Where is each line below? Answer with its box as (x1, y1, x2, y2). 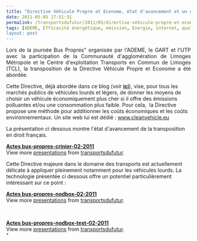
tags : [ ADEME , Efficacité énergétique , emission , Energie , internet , (6, 25, 180, 31)
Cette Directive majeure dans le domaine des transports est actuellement (6, 161, 183, 168)
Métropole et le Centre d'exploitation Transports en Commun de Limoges (6, 59, 191, 66)
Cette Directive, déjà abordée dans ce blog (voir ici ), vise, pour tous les (6, 83, 178, 90)
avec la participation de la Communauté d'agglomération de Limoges (6, 53, 191, 60)
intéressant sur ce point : (6, 179, 66, 186)
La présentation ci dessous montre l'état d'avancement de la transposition (6, 125, 185, 133)
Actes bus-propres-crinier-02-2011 (6, 143, 94, 150)
